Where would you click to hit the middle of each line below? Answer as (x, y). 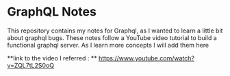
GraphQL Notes (52, 12)
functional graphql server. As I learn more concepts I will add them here (108, 45)
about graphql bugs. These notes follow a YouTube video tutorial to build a (112, 37)
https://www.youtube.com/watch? (146, 58)
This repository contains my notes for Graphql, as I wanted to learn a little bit (115, 31)
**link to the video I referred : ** (52, 58)
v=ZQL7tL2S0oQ (31, 65)
